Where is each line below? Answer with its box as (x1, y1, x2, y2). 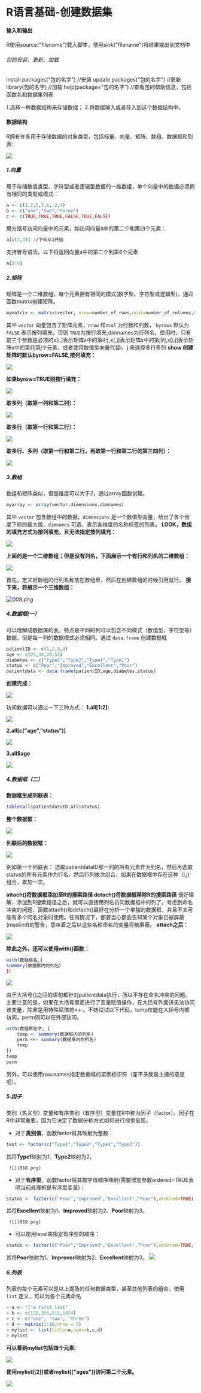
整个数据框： (6, 816, 38, 823)
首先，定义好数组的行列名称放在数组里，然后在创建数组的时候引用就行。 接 (6, 576, 191, 583)
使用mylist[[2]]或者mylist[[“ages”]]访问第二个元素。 (6, 1368, 138, 1375)
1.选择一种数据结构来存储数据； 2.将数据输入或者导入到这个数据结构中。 (6, 103, 184, 111)
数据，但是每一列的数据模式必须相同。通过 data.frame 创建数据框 (6, 634, 167, 641)
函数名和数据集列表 (6, 91, 54, 98)
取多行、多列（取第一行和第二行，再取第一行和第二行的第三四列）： (6, 447, 172, 455)
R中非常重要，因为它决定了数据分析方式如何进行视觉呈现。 (6, 1117, 151, 1124)
